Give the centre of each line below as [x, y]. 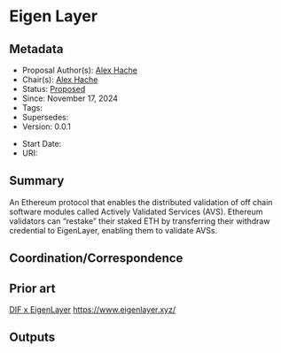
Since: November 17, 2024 [70, 98]
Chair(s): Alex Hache [60, 80]
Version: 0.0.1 [46, 127]
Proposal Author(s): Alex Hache [79, 70]
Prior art [32, 288]
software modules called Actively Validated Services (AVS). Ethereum [136, 211]
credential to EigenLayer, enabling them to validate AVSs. [113, 230]
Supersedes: [45, 117]
